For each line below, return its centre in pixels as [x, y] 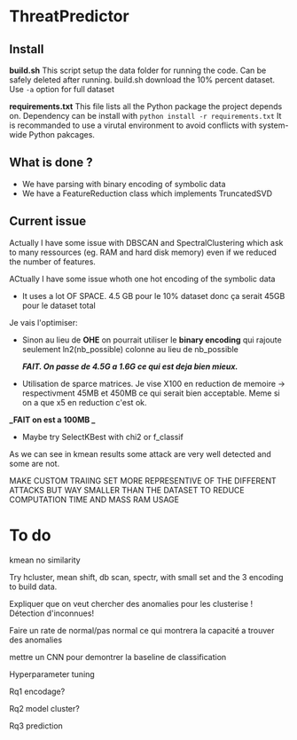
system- [274, 125]
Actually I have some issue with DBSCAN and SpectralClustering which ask [146, 242]
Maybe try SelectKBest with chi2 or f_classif [102, 437]
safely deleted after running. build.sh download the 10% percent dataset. [142, 80]
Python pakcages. [62, 134]
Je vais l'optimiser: [43, 322]
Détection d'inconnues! [52, 613]
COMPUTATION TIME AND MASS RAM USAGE [94, 500]
